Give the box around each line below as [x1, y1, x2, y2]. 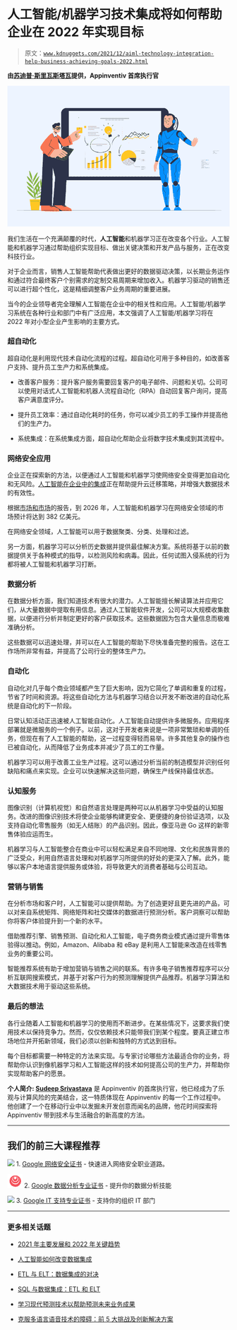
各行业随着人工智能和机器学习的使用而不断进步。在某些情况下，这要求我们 [7, 1019, 224, 1027]
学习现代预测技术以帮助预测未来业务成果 [17, 1300, 135, 1308]
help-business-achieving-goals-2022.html [24, 58, 148, 65]
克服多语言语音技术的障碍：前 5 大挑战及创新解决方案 [17, 1314, 174, 1323]
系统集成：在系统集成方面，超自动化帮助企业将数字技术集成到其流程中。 [17, 434, 228, 442]
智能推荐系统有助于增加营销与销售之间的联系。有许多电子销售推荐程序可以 [7, 965, 224, 973]
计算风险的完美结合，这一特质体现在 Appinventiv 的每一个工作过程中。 [19, 1093, 225, 1101]
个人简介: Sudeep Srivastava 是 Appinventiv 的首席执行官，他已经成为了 [7, 1084, 219, 1092]
